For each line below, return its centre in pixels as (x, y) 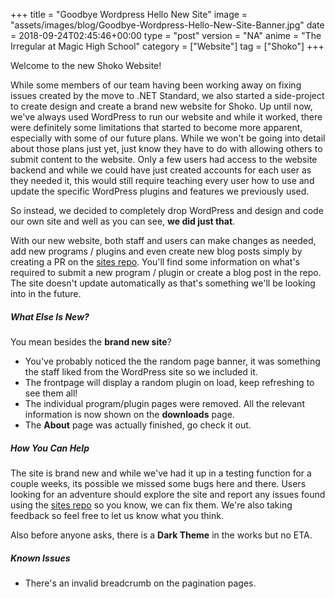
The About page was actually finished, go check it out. (138, 425)
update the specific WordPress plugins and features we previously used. (160, 191)
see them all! (51, 393)
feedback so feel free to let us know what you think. (117, 515)
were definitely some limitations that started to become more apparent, (156, 127)
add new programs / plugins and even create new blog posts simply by (156, 251)
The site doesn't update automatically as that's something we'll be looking (163, 283)
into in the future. (46, 293)
